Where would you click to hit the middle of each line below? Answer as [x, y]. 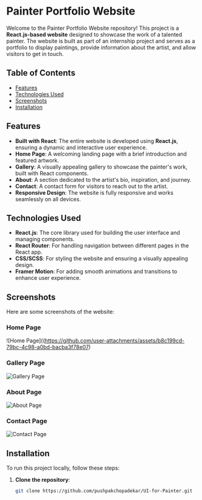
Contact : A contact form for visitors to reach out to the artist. [92, 186]
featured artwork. [37, 160]
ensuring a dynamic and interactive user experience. [81, 147]
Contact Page [27, 421]
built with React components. [52, 173]
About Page [24, 392]
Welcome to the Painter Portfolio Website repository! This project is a [93, 28]
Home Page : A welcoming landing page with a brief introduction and [101, 154]
